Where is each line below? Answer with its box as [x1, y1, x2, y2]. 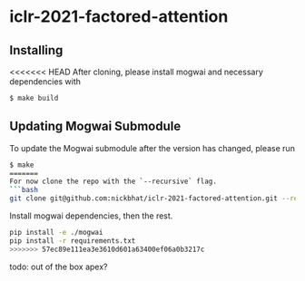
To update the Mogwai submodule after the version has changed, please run [9, 142, 295, 153]
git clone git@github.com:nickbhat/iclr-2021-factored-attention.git [9, 194, 279, 203]
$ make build [9, 93, 59, 102]
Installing [9, 43, 64, 58]
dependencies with [9, 76, 82, 87]
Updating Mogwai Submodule [9, 119, 182, 134]
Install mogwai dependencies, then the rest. [9, 210, 173, 221]
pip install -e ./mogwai [9, 228, 103, 237]
